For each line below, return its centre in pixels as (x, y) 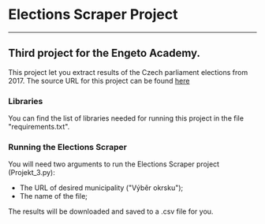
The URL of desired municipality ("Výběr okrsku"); (101, 188)
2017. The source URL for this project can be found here (99, 80)
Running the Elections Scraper (68, 147)
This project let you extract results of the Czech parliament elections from (128, 72)
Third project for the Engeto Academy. (105, 53)
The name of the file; (54, 196)
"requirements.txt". (39, 127)
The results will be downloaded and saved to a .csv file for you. (111, 211)
